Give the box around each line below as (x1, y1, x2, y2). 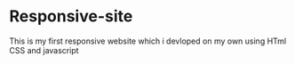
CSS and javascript (9, 44, 79, 55)
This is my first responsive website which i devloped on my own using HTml (9, 36, 287, 46)
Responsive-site (9, 6, 133, 27)
